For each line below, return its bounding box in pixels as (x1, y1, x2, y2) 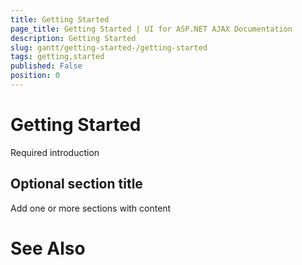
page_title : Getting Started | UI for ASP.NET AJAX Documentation (10, 24, 293, 34)
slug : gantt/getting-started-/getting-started (10, 42, 208, 53)
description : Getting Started (10, 33, 137, 43)
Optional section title (10, 176, 143, 193)
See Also (10, 237, 86, 260)
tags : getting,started (10, 52, 105, 62)
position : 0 (10, 71, 60, 81)
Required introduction (10, 146, 100, 158)
